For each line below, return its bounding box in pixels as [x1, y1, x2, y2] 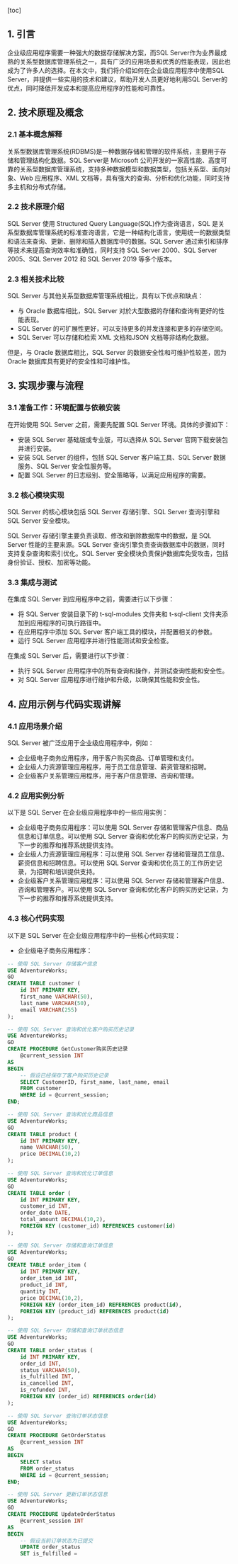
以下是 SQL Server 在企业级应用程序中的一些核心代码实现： [7, 931, 181, 939]
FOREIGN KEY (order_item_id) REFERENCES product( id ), [20, 1301, 182, 1308]
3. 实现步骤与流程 [7, 380, 84, 392]
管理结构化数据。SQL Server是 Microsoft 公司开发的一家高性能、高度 [19, 156, 221, 164]
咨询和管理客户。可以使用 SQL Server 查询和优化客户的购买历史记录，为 [17, 885, 229, 894]
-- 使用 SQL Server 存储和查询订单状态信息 [7, 1327, 124, 1334]
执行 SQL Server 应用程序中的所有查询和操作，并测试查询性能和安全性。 [17, 667, 229, 675]
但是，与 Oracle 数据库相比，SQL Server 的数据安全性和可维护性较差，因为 [7, 348, 227, 357]
